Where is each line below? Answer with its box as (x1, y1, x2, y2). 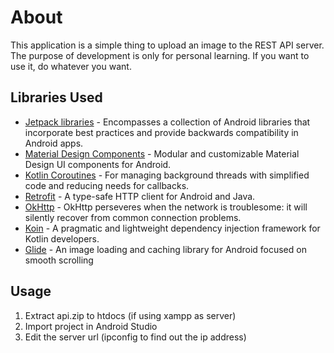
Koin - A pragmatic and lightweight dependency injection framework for (24, 222, 321, 234)
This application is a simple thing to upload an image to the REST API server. (10, 39, 325, 51)
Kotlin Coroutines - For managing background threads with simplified (24, 169, 310, 181)
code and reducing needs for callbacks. (24, 179, 190, 191)
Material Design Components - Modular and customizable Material (24, 147, 300, 160)
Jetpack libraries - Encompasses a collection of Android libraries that (24, 116, 311, 128)
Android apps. (24, 137, 84, 149)
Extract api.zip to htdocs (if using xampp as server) (24, 309, 237, 321)
